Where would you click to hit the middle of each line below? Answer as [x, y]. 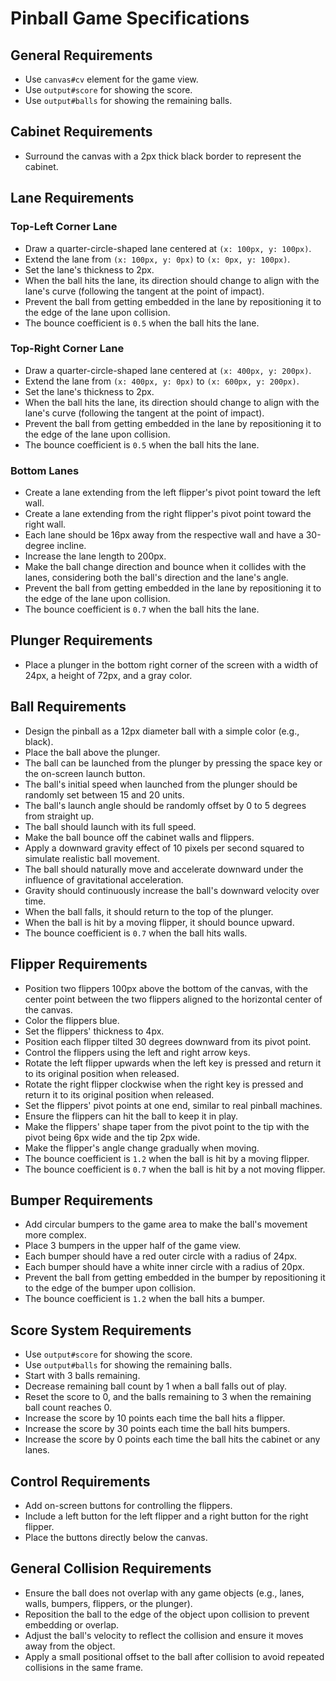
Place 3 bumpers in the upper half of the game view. [133, 1246]
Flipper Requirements [79, 964]
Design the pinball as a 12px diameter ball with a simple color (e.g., [162, 731]
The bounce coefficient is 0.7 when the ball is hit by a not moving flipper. [175, 1169]
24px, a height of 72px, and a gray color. [108, 675]
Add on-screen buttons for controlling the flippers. [128, 1505]
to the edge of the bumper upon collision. [110, 1288]
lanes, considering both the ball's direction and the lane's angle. [156, 578]
